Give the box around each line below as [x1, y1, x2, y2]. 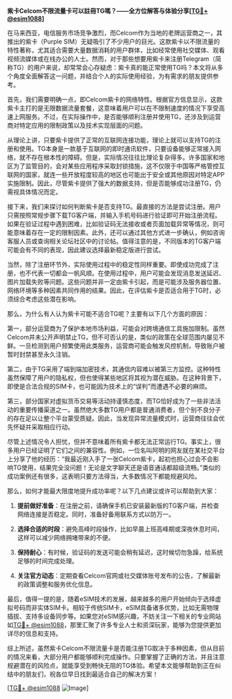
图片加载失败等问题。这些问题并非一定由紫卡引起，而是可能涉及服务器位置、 [7, 278, 225, 286]
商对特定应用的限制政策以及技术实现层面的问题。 [7, 121, 146, 129]
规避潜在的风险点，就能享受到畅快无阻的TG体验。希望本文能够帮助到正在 [7, 662, 215, 669]
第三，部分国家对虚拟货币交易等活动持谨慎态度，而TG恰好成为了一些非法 [7, 397, 215, 405]
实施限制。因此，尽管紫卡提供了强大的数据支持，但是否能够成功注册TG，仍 [7, 179, 222, 187]
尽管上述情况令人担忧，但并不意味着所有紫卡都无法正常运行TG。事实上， [7, 438, 215, 445]
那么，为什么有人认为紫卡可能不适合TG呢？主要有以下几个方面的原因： [7, 310, 209, 317]
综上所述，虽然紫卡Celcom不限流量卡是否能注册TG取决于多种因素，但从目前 [7, 644, 225, 652]
